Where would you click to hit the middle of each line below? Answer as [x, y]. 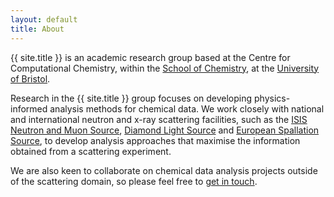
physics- [272, 98]
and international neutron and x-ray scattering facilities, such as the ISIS [159, 119]
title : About [37, 29]
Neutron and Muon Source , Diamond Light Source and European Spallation [165, 130]
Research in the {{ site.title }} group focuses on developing [131, 98]
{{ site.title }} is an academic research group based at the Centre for [150, 57]
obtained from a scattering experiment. [91, 151]
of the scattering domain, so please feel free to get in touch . [134, 181]
